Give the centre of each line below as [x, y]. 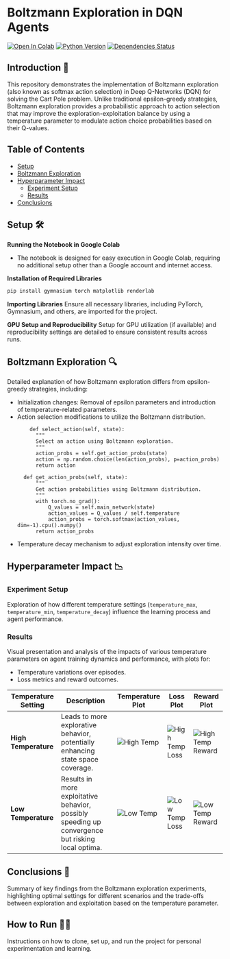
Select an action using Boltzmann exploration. [104, 441]
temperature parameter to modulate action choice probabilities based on [110, 121]
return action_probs [65, 532]
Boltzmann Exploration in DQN [95, 13]
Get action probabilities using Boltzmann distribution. [118, 489]
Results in [76, 779]
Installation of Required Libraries [54, 278]
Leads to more [84, 716]
